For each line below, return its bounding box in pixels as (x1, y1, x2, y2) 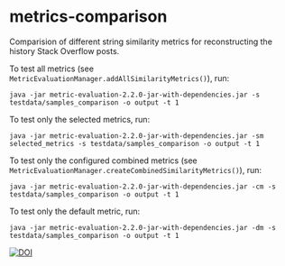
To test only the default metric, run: (9, 206, 141, 216)
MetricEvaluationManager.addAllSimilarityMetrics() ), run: (9, 72, 230, 83)
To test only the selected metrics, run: (9, 114, 151, 124)
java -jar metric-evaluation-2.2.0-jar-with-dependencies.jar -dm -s (9, 223, 277, 232)
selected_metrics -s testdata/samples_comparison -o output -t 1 (9, 139, 260, 148)
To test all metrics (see (9, 63, 95, 74)
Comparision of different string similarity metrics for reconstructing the (9, 36, 273, 47)
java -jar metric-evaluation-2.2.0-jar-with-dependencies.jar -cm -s (9, 182, 277, 191)
